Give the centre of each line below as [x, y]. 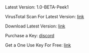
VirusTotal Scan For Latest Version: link [45, 16]
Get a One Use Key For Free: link [38, 45]
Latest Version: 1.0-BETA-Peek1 [37, 7]
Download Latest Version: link [35, 26]
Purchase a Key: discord [30, 36]
